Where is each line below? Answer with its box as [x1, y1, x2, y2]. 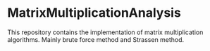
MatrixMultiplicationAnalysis [7, 5, 181, 21]
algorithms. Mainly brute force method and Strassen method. [7, 35, 185, 43]
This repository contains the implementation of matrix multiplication [7, 28, 204, 36]
